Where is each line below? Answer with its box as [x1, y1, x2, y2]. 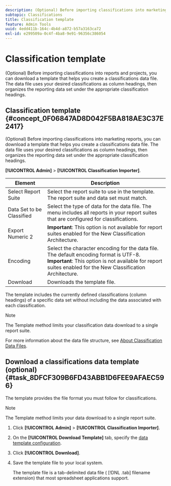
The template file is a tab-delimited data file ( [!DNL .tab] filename [12, 469, 151, 475]
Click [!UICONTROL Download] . [12, 449, 80, 456]
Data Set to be [8, 206, 42, 213]
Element [15, 179, 36, 186]
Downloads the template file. [47, 278, 116, 285]
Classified [8, 212, 32, 219]
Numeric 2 [8, 233, 33, 240]
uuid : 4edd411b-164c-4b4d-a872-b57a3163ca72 [5, 26, 101, 32]
